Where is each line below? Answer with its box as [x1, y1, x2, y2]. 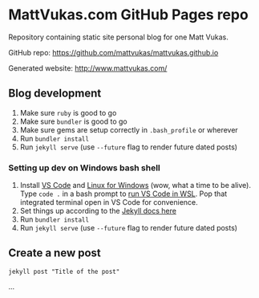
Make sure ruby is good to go [19, 108, 117, 117]
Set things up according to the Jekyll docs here [19, 206, 176, 216]
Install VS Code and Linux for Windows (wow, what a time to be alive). [19, 181, 251, 190]
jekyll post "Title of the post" [8, 267, 120, 276]
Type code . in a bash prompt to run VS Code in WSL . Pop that [19, 189, 228, 198]
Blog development [8, 87, 102, 100]
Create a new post [8, 247, 102, 260]
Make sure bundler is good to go [19, 116, 128, 126]
